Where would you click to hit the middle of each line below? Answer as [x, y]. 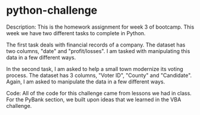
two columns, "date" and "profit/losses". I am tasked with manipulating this [98, 51]
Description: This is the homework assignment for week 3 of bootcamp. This [100, 27]
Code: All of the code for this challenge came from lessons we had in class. [99, 93]
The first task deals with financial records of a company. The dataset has [96, 45]
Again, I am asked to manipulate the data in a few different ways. [86, 82]
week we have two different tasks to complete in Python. [76, 33]
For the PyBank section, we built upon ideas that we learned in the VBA [94, 100]
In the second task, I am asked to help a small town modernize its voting [95, 69]
